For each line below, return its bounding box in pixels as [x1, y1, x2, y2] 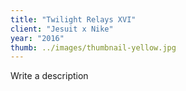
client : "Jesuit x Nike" [10, 24, 114, 34]
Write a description [10, 70, 89, 82]
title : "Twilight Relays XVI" [10, 14, 137, 25]
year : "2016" [10, 33, 65, 43]
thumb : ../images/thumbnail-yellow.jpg [10, 42, 177, 53]
